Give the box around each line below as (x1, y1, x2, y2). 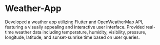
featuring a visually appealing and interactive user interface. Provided (5, 24, 145, 30)
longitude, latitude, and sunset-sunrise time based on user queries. (5, 34, 140, 40)
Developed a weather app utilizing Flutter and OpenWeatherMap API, (5, 19, 144, 25)
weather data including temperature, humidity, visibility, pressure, (15, 29, 146, 35)
